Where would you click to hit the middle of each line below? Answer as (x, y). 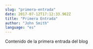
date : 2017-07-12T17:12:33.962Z (38, 14)
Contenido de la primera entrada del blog (46, 41)
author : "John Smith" (27, 23)
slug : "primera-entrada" (30, 9)
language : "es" (21, 28)
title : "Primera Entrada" (31, 18)
